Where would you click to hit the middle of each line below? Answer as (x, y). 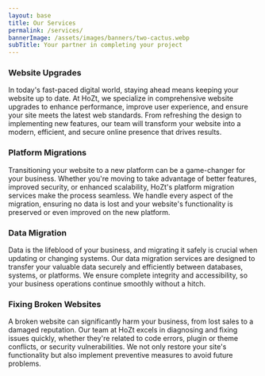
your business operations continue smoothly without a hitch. (107, 284)
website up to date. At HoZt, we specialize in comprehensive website (121, 98)
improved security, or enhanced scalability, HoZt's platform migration (121, 186)
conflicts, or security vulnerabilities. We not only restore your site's (117, 347)
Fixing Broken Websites (55, 304)
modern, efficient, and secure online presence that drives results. (115, 132)
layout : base (30, 15)
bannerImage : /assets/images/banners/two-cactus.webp (99, 38)
